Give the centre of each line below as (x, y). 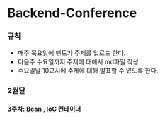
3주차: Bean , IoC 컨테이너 (44, 109)
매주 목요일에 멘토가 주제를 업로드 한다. (72, 53)
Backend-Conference (72, 13)
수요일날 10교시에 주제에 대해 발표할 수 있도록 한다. (88, 71)
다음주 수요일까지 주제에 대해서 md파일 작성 (78, 62)
